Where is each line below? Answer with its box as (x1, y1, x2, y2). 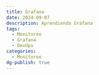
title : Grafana (6, 8, 45, 15)
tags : (6, 25, 20, 32)
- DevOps (11, 43, 34, 49)
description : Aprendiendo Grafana (6, 20, 94, 26)
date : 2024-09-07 (6, 15, 50, 21)
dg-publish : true (6, 59, 50, 65)
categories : (6, 48, 36, 54)
